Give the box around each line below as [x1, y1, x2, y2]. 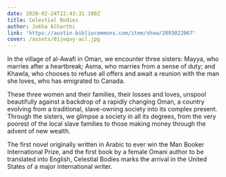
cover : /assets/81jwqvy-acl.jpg [7, 36, 100, 43]
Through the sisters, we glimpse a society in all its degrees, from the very [7, 112, 216, 121]
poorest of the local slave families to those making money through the [7, 120, 206, 128]
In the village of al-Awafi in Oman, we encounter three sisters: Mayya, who [7, 55, 219, 63]
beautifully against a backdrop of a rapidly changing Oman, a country [7, 97, 205, 106]
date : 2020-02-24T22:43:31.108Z [7, 10, 100, 17]
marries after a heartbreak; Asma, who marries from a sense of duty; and [7, 62, 216, 71]
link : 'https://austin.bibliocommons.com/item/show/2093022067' [7, 29, 196, 37]
